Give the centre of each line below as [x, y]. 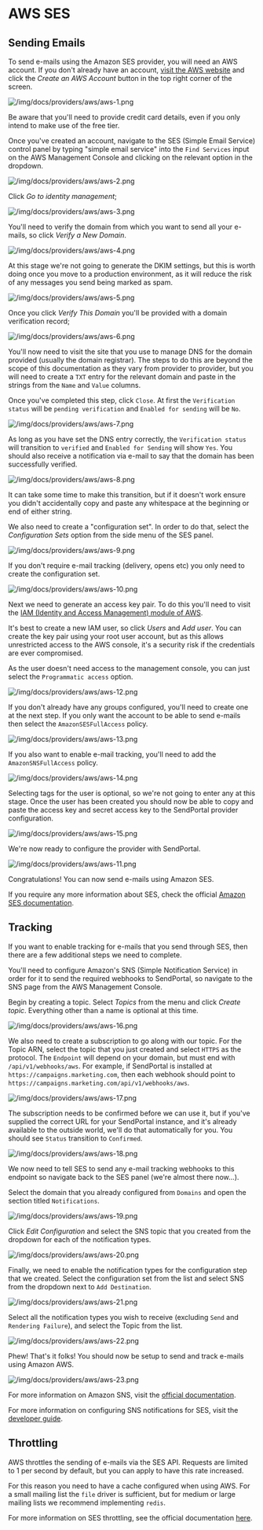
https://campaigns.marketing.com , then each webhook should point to [122, 1074]
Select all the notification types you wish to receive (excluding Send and [124, 1317]
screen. [20, 87]
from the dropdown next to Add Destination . [80, 1286]
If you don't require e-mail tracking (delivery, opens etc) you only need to [126, 566]
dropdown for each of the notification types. [80, 1239]
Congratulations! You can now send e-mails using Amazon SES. [111, 879]
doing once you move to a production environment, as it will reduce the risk [130, 274]
